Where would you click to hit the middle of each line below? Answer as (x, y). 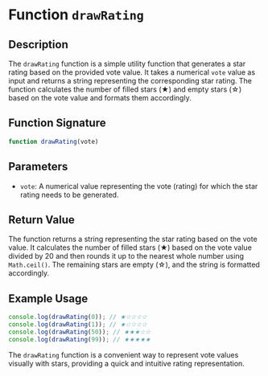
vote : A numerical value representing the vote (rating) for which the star (139, 186)
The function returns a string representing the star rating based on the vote (133, 239)
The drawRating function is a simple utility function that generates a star (127, 63)
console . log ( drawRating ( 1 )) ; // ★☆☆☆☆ (78, 325)
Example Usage (48, 298)
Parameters (38, 167)
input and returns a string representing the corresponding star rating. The (130, 81)
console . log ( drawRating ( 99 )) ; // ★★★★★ (80, 339)
